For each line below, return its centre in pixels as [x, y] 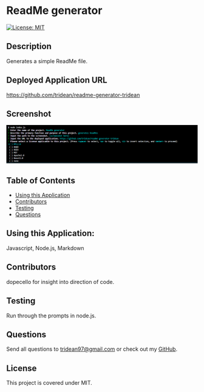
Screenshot [29, 114]
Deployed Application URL [57, 80]
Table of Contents [41, 181]
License [22, 368]
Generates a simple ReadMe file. [47, 61]
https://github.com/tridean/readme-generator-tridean [73, 95]
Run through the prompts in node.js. [51, 316]
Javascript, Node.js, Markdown [45, 248]
